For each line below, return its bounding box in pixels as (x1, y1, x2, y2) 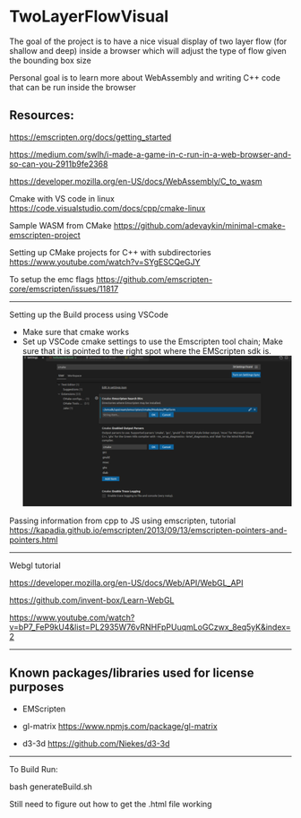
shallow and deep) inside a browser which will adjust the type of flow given (9, 45, 287, 56)
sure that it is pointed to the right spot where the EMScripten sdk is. (21, 345, 271, 356)
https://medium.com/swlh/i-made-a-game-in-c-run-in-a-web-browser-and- (9, 149, 292, 159)
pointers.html (9, 534, 58, 545)
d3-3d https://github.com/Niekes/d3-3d (21, 737, 170, 749)
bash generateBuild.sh (9, 781, 92, 792)
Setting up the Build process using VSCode (9, 309, 168, 320)
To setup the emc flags (9, 273, 94, 284)
